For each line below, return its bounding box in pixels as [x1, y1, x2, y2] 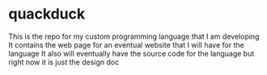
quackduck [8, 5, 86, 23]
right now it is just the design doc [8, 57, 120, 67]
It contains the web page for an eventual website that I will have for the [8, 40, 244, 49]
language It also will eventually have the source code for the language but [8, 48, 255, 58]
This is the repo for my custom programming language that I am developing [8, 31, 260, 41]
